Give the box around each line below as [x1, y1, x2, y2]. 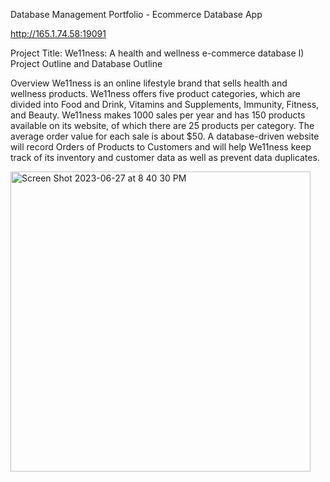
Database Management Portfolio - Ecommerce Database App [10, 9, 263, 20]
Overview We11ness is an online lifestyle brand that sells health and [10, 77, 288, 89]
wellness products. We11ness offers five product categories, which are [10, 88, 301, 99]
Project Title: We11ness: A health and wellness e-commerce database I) [10, 47, 305, 59]
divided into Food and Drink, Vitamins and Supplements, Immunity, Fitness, [10, 99, 320, 110]
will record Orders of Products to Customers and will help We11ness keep [10, 141, 312, 153]
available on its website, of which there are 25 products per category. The [10, 120, 315, 131]
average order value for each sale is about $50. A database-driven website [10, 130, 320, 142]
